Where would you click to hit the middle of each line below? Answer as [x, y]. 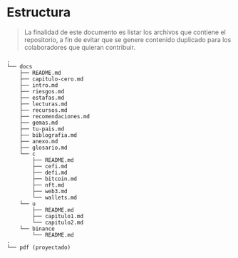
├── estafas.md [42, 98]
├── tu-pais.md [42, 129]
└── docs [20, 66]
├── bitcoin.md [55, 179]
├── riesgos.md [42, 91]
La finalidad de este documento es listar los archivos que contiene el [125, 32]
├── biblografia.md [48, 135]
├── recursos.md [44, 110]
